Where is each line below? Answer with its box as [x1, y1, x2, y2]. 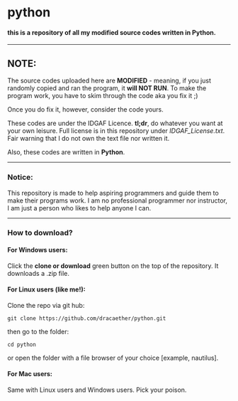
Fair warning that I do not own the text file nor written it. [7, 134, 170, 143]
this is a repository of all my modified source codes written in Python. [7, 28, 216, 36]
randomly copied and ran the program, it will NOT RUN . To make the [7, 84, 207, 92]
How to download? [7, 228, 73, 238]
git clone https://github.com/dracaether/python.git [7, 314, 166, 322]
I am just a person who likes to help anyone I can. [7, 203, 152, 212]
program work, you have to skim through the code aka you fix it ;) [7, 92, 198, 100]
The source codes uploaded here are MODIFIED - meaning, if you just [7, 76, 211, 85]
